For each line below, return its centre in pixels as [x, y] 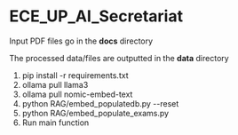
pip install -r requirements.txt [75, 75]
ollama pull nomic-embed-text [77, 94]
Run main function [56, 123]
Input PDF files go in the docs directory [81, 41]
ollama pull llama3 [55, 84]
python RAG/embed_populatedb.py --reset [100, 103]
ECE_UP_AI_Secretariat [96, 16]
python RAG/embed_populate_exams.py [95, 113]
